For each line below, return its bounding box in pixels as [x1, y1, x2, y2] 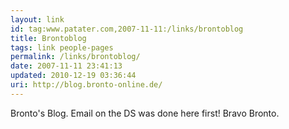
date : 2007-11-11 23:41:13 [10, 61, 123, 71]
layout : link [10, 14, 65, 25]
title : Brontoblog [10, 33, 87, 43]
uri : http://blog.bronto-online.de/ [10, 80, 163, 90]
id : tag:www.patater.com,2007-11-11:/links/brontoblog [10, 24, 244, 34]
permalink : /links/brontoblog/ [10, 52, 141, 62]
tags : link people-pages [10, 42, 114, 53]
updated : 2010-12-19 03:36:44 [10, 71, 137, 81]
